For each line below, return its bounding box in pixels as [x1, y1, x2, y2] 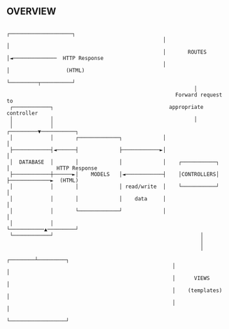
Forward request [175, 91, 223, 98]
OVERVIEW [6, 6, 57, 17]
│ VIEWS [172, 275, 210, 282]
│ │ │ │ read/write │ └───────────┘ [9, 183, 219, 190]
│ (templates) [172, 286, 223, 294]
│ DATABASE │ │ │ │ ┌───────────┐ [9, 159, 219, 166]
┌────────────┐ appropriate [9, 103, 204, 110]
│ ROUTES [162, 48, 207, 55]
